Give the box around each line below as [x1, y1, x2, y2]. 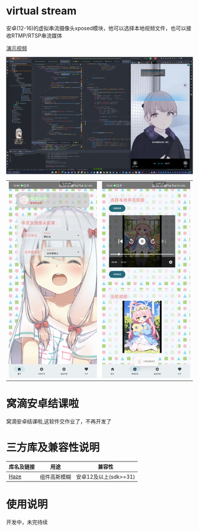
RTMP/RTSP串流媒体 [11, 32, 62, 39]
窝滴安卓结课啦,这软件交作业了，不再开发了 [6, 417, 112, 425]
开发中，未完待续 [6, 519, 48, 526]
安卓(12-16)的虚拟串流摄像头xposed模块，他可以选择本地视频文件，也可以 [6, 24, 187, 32]
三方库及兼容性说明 [6, 441, 100, 454]
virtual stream [6, 4, 77, 18]
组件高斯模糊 [40, 473, 71, 480]
